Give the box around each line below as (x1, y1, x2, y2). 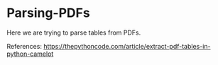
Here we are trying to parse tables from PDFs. (6, 28, 141, 37)
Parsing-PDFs (6, 5, 90, 21)
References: (6, 42, 42, 50)
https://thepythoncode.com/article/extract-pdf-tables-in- (43, 42, 211, 50)
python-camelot (6, 49, 54, 58)
